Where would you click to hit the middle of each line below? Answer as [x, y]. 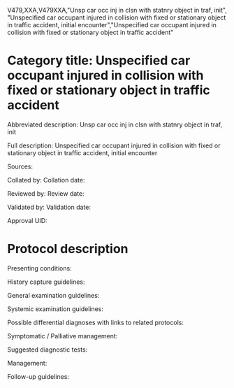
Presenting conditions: [39, 268]
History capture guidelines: [46, 282]
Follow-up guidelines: [38, 376]
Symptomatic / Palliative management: [63, 336]
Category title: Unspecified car [99, 60]
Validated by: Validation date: [49, 207]
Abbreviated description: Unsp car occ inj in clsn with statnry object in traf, [115, 124]
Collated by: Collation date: [46, 180]
